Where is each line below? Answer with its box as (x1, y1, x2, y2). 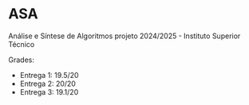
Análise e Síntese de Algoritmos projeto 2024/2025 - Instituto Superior (8, 31, 241, 41)
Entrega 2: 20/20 (19, 79, 76, 88)
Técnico (8, 39, 35, 49)
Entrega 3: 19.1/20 (19, 87, 79, 96)
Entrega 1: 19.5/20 (19, 70, 79, 80)
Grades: (8, 55, 34, 64)
